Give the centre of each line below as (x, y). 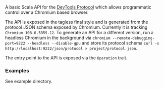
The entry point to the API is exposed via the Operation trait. (66, 58)
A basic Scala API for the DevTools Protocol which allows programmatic (78, 7)
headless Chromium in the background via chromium (58, 38)
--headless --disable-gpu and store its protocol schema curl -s (93, 43)
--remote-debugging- (134, 38)
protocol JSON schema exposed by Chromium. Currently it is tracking (76, 27)
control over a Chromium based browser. (47, 12)
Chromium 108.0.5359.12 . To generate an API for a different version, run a (79, 32)
